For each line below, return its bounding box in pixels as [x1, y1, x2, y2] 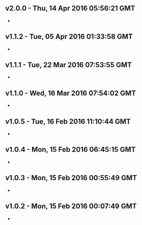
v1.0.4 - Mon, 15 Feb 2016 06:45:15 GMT [5, 145, 136, 154]
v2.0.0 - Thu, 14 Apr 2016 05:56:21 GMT [5, 4, 135, 13]
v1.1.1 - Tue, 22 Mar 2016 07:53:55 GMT [5, 61, 132, 69]
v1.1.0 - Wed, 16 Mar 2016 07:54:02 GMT [5, 89, 136, 97]
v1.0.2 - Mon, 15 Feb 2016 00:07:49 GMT [5, 202, 137, 211]
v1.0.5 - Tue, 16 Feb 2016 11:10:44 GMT [5, 117, 131, 126]
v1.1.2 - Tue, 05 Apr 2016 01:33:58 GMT [5, 33, 133, 41]
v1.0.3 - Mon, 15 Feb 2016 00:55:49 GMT [5, 174, 137, 182]
